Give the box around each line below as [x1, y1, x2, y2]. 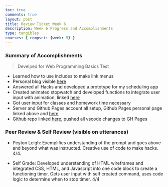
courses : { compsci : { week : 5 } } [5, 36, 75, 41]
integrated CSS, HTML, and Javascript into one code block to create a [12, 165, 157, 171]
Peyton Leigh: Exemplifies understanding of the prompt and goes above [12, 140, 161, 146]
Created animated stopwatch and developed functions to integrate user [12, 89, 160, 96]
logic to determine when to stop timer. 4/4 [12, 176, 100, 182]
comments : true [5, 12, 37, 17]
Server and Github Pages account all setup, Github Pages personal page [12, 105, 162, 111]
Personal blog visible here [12, 78, 66, 84]
